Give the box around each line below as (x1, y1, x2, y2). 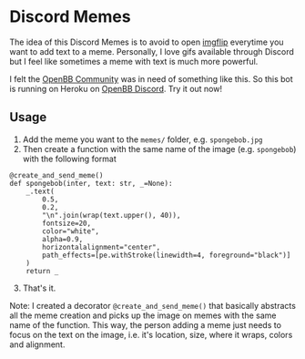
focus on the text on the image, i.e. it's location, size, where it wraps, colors (9, 329, 293, 340)
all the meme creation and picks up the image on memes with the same (9, 310, 277, 321)
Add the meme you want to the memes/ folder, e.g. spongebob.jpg (22, 134, 263, 145)
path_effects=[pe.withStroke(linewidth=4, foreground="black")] (42, 251, 291, 260)
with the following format (22, 153, 117, 164)
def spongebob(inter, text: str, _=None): (9, 179, 173, 188)
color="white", (42, 226, 100, 236)
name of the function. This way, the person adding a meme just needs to (9, 319, 282, 330)
